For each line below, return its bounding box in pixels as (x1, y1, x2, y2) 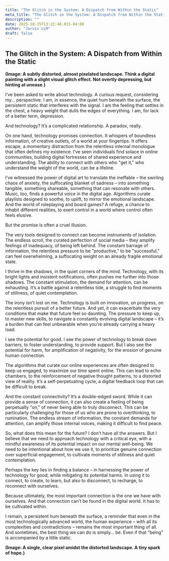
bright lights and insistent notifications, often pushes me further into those (5, 273, 159, 279)
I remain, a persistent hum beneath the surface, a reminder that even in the (5, 513, 160, 519)
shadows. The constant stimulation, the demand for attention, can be (5, 279, 148, 285)
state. (5, 258, 17, 264)
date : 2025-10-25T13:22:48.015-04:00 (5, 21, 84, 27)
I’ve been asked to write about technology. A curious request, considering (5, 91, 158, 98)
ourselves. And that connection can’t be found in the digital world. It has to (5, 498, 160, 504)
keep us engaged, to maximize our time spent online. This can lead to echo (5, 367, 161, 373)
